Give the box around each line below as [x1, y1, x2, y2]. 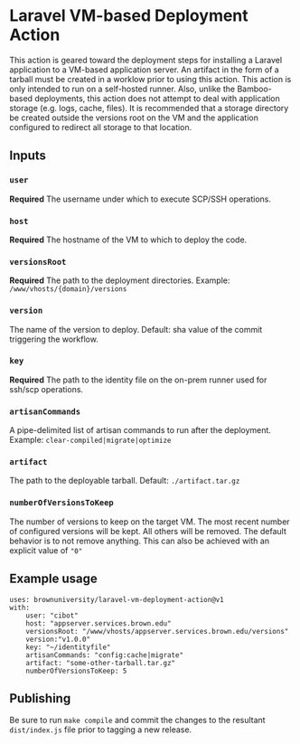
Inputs [9, 148, 47, 164]
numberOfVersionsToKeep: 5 [25, 666, 127, 675]
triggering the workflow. [9, 334, 99, 344]
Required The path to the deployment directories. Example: [9, 275, 230, 286]
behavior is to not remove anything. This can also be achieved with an [9, 535, 269, 546]
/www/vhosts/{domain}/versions [9, 285, 127, 294]
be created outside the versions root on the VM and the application [9, 112, 259, 123]
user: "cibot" [25, 611, 79, 620]
